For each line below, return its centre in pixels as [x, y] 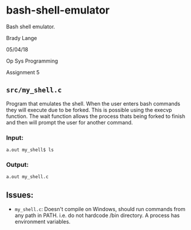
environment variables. [42, 222]
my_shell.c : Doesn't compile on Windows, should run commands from [100, 209]
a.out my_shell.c [27, 177]
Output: [17, 165]
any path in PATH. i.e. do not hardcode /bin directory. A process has [97, 215]
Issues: [20, 195]
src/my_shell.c [34, 90]
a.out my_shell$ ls [30, 150]
